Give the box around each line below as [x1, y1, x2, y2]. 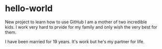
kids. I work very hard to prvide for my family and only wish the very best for [5, 24, 158, 30]
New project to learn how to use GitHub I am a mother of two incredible [5, 19, 147, 25]
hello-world [5, 3, 53, 14]
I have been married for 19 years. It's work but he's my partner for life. [5, 38, 145, 44]
